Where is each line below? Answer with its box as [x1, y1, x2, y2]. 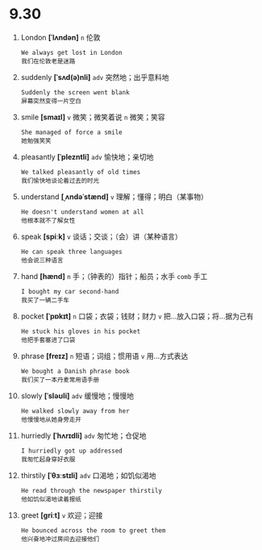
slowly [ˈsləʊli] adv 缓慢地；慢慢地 [20, 390, 135, 400]
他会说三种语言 [20, 256, 64, 265]
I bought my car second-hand [20, 287, 119, 295]
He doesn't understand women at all [20, 207, 144, 216]
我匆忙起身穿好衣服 [20, 455, 76, 464]
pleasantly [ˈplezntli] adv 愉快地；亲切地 [20, 152, 154, 161]
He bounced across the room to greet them [20, 526, 166, 535]
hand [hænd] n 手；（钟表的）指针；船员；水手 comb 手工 [20, 271, 208, 281]
